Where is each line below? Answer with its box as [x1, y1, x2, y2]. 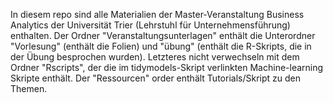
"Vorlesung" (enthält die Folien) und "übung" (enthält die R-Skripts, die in [10, 40, 312, 52]
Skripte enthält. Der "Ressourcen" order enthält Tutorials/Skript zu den [10, 72, 301, 84]
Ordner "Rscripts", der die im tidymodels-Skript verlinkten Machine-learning [10, 62, 324, 73]
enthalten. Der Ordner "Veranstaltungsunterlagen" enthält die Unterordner [10, 30, 316, 41]
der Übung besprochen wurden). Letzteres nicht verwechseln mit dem [10, 51, 300, 63]
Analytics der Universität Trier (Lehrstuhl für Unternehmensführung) [10, 19, 291, 31]
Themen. [10, 83, 48, 94]
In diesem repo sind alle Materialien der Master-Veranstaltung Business [10, 9, 305, 20]
